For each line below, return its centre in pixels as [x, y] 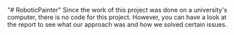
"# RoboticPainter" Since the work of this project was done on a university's [117, 10]
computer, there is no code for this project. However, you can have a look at [117, 17]
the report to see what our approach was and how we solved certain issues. [117, 24]
